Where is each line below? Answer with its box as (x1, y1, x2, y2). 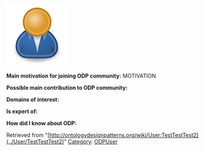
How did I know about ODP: (6, 120, 77, 127)
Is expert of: (6, 108, 38, 115)
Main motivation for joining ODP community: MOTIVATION (6, 72, 156, 79)
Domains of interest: (6, 96, 59, 103)
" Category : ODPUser (63, 138, 118, 145)
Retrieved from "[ (6, 131, 50, 139)
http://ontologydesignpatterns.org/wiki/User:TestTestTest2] (49, 131, 199, 139)
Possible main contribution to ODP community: (6, 84, 128, 91)
